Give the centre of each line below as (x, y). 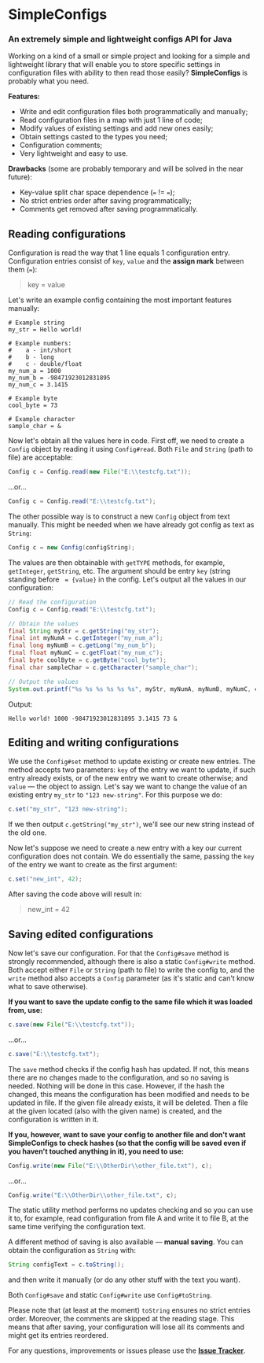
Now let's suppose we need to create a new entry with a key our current (125, 848)
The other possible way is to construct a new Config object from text (119, 516)
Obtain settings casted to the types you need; (93, 137)
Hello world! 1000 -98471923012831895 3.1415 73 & (93, 718)
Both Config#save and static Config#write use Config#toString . (110, 1295)
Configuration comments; (61, 145)
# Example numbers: (40, 344)
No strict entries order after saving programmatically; (106, 201)
